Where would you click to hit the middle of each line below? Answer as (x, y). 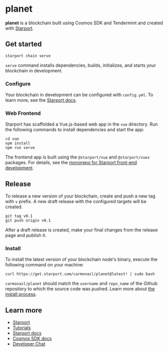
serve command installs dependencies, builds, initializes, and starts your (81, 65)
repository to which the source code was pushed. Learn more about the (80, 289)
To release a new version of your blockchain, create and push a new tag (80, 196)
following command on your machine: (45, 265)
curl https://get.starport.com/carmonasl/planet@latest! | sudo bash (80, 274)
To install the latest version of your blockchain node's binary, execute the (81, 259)
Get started (24, 44)
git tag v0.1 (19, 216)
